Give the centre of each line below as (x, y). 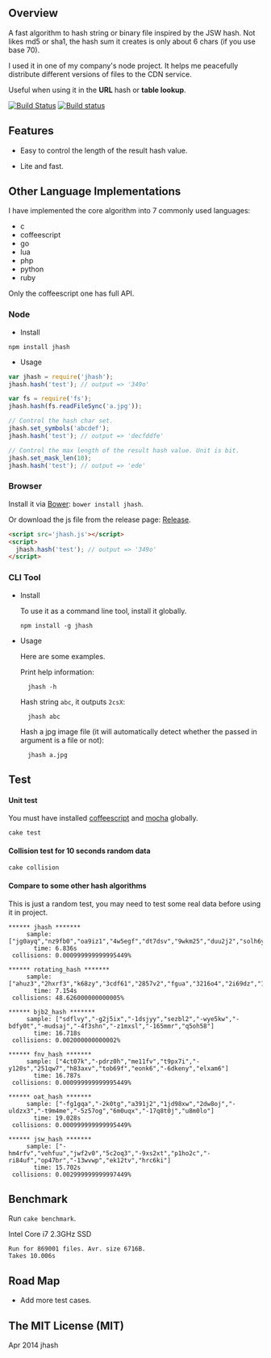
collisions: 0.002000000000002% (66, 1040)
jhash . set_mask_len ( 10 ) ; (50, 458)
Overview (33, 13)
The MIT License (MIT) (67, 1325)
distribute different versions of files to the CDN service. (100, 74)
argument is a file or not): (62, 740)
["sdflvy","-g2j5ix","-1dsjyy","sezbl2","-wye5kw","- (148, 1019)
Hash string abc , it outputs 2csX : (73, 701)
